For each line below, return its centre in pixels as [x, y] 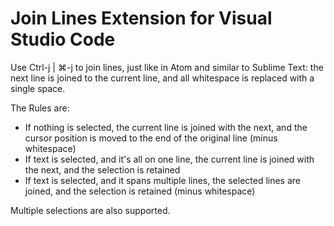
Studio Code [63, 39]
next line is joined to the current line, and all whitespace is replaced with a [162, 78]
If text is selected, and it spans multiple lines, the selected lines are [163, 180]
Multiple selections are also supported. [90, 210]
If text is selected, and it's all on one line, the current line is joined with [169, 159]
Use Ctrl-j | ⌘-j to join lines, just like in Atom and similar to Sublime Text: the [167, 67]
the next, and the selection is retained [102, 169]
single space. [38, 88]
